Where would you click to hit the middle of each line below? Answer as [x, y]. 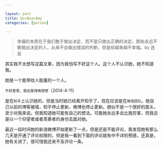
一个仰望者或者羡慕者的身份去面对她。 [52, 119]
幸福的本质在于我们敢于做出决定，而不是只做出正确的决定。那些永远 [85, 41]
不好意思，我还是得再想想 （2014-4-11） [41, 91]
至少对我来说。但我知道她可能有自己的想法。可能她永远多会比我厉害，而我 [79, 113]
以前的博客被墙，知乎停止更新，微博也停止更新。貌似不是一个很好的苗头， [83, 107]
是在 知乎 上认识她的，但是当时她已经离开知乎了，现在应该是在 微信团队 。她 [78, 101]
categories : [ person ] [27, 23]
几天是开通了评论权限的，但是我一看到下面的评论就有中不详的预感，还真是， [81, 135]
